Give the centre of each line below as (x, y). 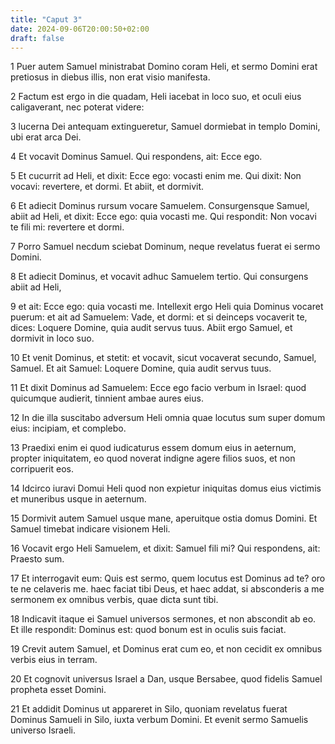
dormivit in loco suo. (52, 338)
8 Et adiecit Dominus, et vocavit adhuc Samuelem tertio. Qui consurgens (159, 277)
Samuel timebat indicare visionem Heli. (90, 529)
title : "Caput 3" (46, 19)
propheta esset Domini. (58, 690)
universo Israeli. (43, 730)
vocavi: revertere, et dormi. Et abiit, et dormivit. (107, 187)
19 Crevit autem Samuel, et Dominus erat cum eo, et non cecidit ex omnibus (166, 649)
